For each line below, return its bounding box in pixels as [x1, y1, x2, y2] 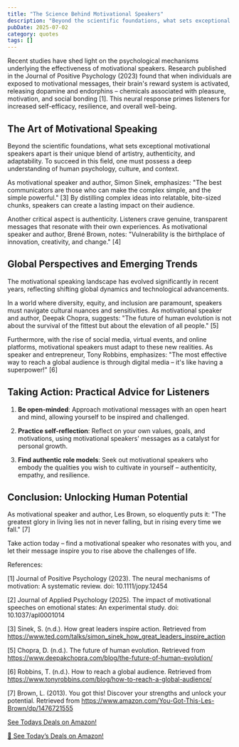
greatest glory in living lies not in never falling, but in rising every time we [7, 518, 222, 527]
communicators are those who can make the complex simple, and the [7, 186, 211, 194]
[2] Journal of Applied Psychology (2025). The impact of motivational [7, 596, 211, 604]
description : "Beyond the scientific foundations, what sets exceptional [7, 17, 231, 24]
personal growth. [17, 442, 68, 450]
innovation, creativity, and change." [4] [7, 237, 122, 246]
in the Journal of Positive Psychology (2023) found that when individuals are [7, 72, 232, 81]
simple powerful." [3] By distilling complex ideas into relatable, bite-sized [7, 193, 221, 202]
